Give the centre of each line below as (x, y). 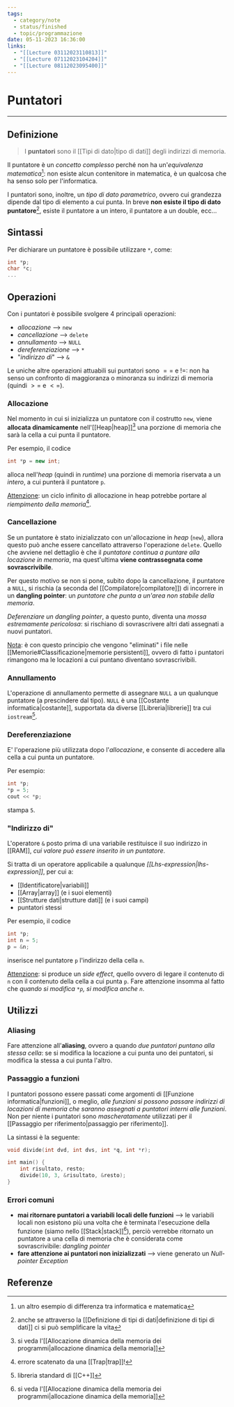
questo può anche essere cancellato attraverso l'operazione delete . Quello (115, 544)
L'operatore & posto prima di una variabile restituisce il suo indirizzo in (107, 843)
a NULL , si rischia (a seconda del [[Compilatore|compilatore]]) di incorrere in (115, 588)
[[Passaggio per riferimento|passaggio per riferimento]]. (88, 1123)
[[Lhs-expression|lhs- (178, 864)
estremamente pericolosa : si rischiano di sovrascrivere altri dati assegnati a (116, 623)
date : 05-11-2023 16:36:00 (46, 40)
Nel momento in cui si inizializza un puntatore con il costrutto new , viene (110, 419)
